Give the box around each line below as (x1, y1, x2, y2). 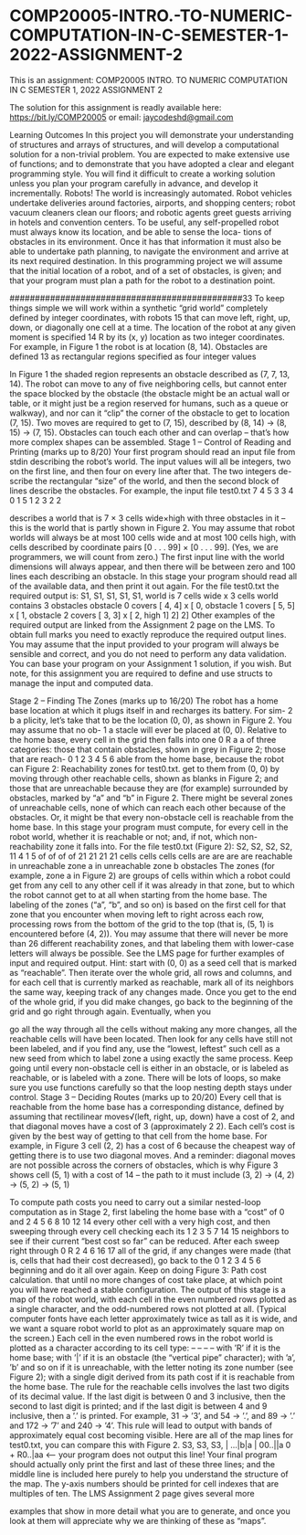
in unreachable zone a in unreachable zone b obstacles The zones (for (9, 860, 276, 871)
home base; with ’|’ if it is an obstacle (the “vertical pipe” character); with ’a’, (9, 1351, 296, 1362)
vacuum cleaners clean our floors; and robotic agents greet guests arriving (9, 206, 292, 217)
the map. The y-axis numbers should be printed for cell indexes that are (9, 1477, 280, 1489)
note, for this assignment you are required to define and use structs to (9, 668, 273, 679)
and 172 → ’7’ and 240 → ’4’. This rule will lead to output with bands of (9, 1420, 273, 1431)
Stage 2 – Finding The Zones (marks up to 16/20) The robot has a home (9, 695, 279, 706)
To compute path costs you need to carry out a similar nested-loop (9, 1196, 262, 1207)
